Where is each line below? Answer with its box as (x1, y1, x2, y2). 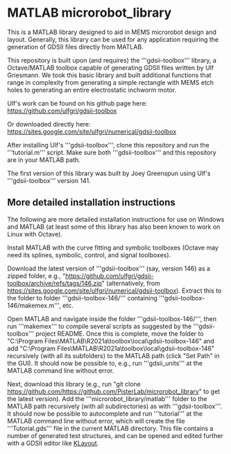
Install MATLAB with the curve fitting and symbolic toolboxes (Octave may (7, 243, 219, 252)
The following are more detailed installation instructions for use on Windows (7, 215, 225, 223)
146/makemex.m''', (7, 301, 61, 309)
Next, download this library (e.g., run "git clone (7, 380, 141, 388)
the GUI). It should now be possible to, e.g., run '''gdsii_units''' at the (7, 359, 203, 367)
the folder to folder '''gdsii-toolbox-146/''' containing (7, 293, 158, 302)
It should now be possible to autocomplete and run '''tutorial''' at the (7, 409, 203, 418)
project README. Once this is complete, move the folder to (35, 329, 204, 338)
